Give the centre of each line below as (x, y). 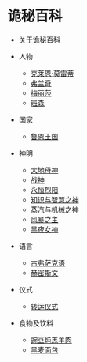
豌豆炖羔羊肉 (51, 340)
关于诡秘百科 (39, 40)
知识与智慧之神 (54, 199)
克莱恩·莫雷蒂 (52, 73)
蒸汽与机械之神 (54, 209)
